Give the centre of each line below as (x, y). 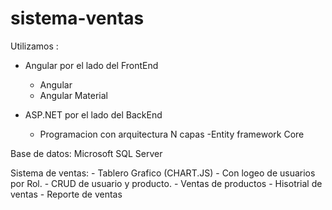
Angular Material (74, 95)
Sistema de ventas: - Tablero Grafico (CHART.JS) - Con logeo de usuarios (163, 173)
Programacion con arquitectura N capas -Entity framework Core (172, 134)
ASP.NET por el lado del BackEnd (93, 114)
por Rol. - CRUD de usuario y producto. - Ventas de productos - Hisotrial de (166, 183)
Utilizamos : (34, 46)
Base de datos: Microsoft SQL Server (86, 153)
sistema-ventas (77, 18)
